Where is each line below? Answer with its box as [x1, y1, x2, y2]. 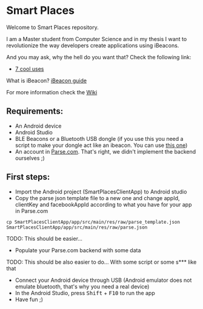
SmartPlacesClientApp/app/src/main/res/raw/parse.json [6, 224, 148, 230]
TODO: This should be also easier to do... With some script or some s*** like [6, 258, 197, 265]
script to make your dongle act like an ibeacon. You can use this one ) [15, 141, 188, 149]
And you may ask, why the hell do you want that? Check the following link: [6, 53, 192, 60]
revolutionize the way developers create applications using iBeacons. [6, 42, 179, 49]
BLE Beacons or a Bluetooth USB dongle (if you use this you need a [15, 135, 184, 142]
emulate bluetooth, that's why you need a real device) [15, 282, 150, 290]
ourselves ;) [15, 154, 45, 161]
